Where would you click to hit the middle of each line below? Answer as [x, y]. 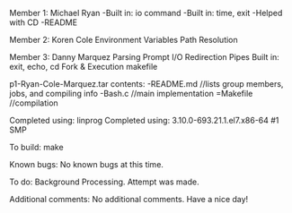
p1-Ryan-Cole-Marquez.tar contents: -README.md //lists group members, [146, 84]
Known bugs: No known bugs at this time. [87, 164]
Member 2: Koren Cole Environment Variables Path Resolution [124, 40]
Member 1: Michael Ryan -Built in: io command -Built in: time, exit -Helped [146, 13]
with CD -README [44, 22]
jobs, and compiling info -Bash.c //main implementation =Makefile [131, 94]
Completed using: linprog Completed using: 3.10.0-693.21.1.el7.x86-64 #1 [144, 120]
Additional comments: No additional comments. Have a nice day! [129, 199]
